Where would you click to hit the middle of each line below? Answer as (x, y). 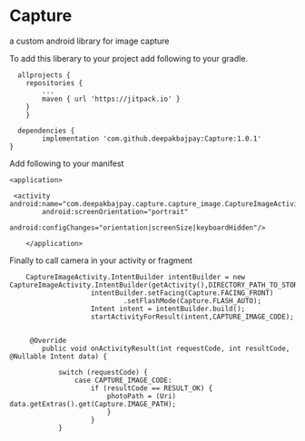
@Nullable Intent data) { (58, 356)
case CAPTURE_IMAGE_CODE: (123, 380)
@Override (48, 340)
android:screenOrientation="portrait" (115, 211)
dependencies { (46, 131)
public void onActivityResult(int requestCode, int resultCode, (166, 348)
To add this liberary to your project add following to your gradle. (128, 58)
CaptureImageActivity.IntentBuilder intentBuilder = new (136, 277)
